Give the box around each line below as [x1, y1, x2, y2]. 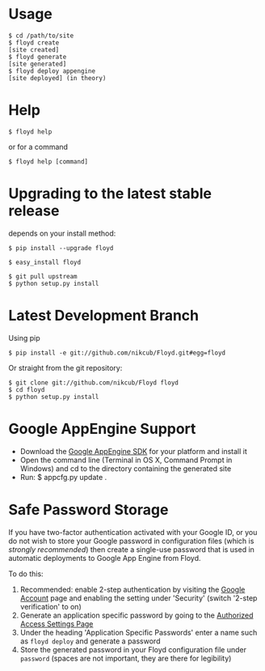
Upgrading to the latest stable [8, 185, 212, 203]
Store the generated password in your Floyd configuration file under [19, 644, 247, 654]
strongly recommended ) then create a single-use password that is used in [8, 544, 254, 554]
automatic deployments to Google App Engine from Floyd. [8, 553, 201, 563]
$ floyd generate [8, 53, 67, 61]
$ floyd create [8, 38, 60, 47]
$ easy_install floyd [8, 258, 82, 266]
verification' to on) [19, 601, 82, 611]
